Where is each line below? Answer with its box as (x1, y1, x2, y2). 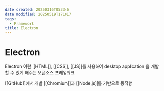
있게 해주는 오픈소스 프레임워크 (15, 70, 75, 76)
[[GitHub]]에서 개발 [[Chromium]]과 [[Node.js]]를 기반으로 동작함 (5, 80, 132, 86)
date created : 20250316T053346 (5, 7, 69, 12)
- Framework (9, 21, 34, 26)
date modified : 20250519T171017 (5, 12, 71, 17)
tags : (5, 16, 16, 21)
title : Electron (5, 26, 38, 30)
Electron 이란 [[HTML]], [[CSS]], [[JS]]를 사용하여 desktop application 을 (5, 63, 150, 69)
